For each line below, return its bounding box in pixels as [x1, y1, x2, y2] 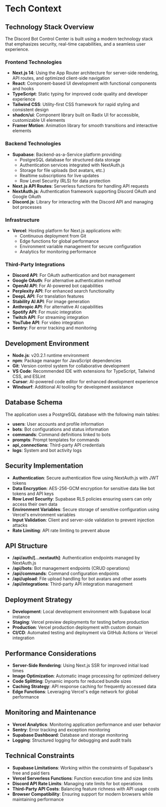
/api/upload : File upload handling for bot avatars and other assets [12, 576, 147, 582]
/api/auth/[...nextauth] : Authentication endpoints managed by [12, 555, 140, 561]
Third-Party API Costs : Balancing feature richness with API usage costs [12, 786, 160, 792]
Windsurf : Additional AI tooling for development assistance [12, 384, 133, 390]
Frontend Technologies [5, 58, 62, 65]
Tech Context [5, 3, 62, 14]
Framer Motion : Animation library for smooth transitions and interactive [12, 122, 158, 129]
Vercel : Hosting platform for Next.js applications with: [12, 227, 122, 233]
